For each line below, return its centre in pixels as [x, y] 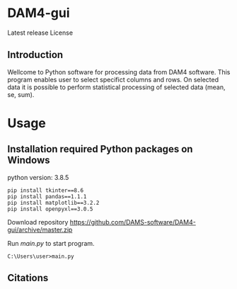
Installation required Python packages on [100, 149]
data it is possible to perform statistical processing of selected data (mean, [116, 87]
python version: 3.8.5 [38, 177]
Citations [28, 278]
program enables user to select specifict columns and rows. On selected [113, 79]
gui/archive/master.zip [40, 229]
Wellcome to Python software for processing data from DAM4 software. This [119, 72]
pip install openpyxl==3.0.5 [50, 209]
